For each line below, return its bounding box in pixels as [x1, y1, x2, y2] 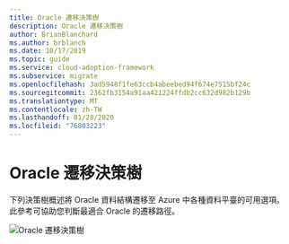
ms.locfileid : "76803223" [9, 122, 106, 131]
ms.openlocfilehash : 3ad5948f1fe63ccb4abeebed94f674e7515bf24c [9, 80, 251, 89]
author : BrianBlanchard [9, 30, 99, 39]
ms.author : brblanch [9, 38, 87, 48]
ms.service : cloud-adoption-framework [9, 64, 154, 73]
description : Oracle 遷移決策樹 [9, 22, 124, 30]
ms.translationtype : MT [9, 96, 99, 106]
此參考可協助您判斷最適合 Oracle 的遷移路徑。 [9, 205, 180, 216]
